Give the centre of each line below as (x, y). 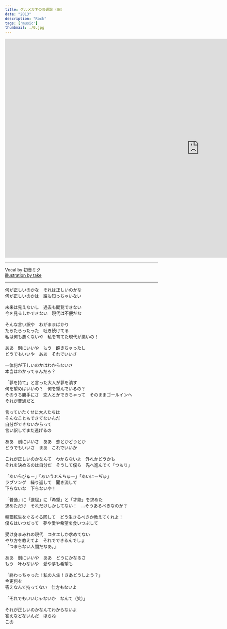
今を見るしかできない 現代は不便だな (43, 313)
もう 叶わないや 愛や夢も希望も (39, 564)
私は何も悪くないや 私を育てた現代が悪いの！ (52, 337)
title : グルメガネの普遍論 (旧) (34, 9)
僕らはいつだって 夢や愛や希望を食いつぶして (52, 523)
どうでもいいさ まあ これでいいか (41, 448)
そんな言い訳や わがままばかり (37, 324)
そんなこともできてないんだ (33, 418)
